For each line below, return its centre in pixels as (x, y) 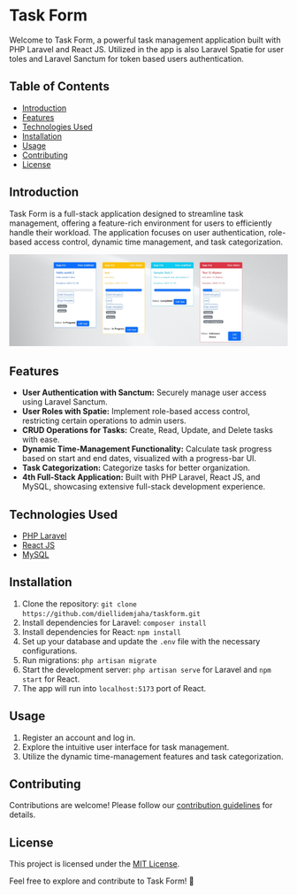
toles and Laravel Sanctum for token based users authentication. (127, 58)
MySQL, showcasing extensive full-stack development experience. (144, 487)
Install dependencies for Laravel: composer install (114, 622)
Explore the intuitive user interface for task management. (126, 747)
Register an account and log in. (78, 737)
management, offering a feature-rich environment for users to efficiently (141, 223)
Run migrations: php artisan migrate (89, 660)
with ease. (41, 440)
